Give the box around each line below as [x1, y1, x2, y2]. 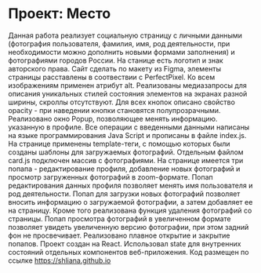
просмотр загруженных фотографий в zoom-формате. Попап [8, 172, 213, 181]
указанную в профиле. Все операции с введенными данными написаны [8, 122, 250, 132]
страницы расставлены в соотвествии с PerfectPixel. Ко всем [8, 72, 216, 82]
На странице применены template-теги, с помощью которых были [8, 139, 230, 148]
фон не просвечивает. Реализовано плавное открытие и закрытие [8, 231, 230, 240]
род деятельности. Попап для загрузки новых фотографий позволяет [8, 189, 241, 198]
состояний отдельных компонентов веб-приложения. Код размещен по [8, 247, 249, 257]
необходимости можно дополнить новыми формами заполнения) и [8, 47, 235, 56]
